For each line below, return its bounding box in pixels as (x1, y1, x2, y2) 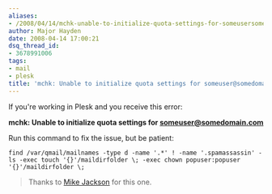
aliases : (8, 11, 38, 20)
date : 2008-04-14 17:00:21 (8, 34, 100, 43)
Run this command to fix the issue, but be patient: (8, 133, 174, 142)
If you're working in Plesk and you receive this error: (8, 102, 183, 112)
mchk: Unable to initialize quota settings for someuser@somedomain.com (8, 117, 264, 127)
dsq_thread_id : (8, 42, 60, 50)
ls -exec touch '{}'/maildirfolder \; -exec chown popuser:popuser (8, 155, 241, 164)
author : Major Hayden (8, 27, 82, 35)
